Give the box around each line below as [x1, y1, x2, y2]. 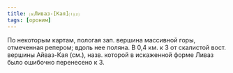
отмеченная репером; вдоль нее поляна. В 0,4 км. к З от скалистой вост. [7, 43, 227, 51]
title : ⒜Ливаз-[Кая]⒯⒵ [7, 10, 80, 17]
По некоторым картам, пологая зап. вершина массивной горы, [7, 35, 196, 44]
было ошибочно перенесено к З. [7, 58, 105, 66]
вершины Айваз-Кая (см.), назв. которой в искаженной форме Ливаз [7, 50, 214, 59]
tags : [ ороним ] [7, 17, 52, 24]
